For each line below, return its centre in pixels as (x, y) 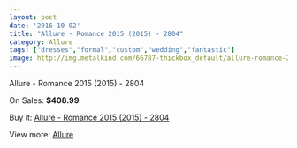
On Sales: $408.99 (44, 100)
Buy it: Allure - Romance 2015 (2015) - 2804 (89, 117)
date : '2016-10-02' (45, 26)
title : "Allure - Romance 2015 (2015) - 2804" (96, 33)
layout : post (33, 17)
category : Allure (41, 42)
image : (21, 58)
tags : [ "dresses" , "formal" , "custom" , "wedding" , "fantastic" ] (122, 50)
